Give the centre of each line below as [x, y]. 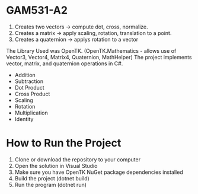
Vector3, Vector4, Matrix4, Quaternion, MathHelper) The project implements [99, 57]
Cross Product [32, 94]
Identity [24, 119]
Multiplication [31, 113]
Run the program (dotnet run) [51, 185]
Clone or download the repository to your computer [78, 159]
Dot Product [29, 87]
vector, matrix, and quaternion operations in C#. [65, 63]
